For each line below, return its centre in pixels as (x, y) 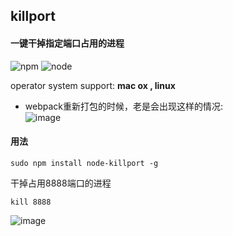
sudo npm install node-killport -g (84, 163)
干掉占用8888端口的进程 (61, 183)
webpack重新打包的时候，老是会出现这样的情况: (124, 106)
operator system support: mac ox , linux (93, 85)
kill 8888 (31, 202)
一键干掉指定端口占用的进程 (67, 43)
